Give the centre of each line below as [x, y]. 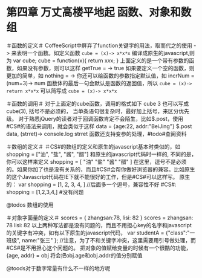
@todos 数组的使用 [30, 205]
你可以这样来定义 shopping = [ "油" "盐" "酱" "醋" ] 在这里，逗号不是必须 [96, 161]
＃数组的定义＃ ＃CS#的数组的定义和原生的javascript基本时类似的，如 [93, 146]
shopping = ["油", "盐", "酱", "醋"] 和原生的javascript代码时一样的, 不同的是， [102, 154]
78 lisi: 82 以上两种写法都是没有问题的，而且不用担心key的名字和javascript [99, 225]
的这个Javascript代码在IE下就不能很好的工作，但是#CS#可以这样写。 [92, 176]
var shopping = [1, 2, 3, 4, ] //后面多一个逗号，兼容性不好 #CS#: [97, 184]
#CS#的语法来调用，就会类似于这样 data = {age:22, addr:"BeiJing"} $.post [99, 126]
